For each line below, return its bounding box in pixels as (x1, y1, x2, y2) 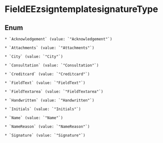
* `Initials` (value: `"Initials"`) (4, 106, 81, 111)
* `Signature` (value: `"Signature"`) (4, 133, 85, 138)
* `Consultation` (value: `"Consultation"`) (4, 63, 99, 68)
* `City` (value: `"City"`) (4, 54, 63, 59)
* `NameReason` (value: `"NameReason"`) (4, 124, 90, 129)
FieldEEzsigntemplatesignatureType (4, 3, 158, 15)
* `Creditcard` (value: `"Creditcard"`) (4, 71, 90, 76)
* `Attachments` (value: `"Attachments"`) (4, 45, 94, 50)
